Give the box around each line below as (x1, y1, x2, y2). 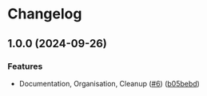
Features (7, 61, 43, 72)
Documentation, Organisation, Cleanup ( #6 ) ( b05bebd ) (18, 78, 201, 88)
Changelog (7, 5, 82, 23)
